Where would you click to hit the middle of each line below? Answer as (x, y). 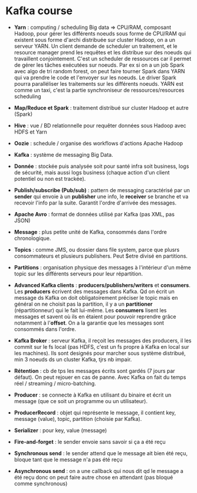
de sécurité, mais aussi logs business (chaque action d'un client (92, 172)
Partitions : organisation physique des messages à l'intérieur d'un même (102, 267)
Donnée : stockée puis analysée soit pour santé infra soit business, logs (101, 166)
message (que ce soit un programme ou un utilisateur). (81, 401)
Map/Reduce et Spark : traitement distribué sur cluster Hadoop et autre (101, 108)
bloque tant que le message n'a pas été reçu (68, 459)
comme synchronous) (41, 484)
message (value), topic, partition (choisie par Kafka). (78, 419)
